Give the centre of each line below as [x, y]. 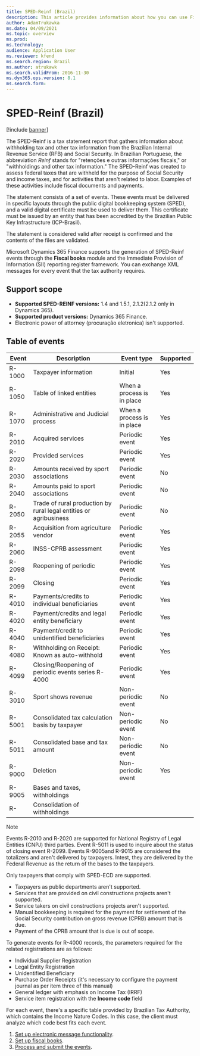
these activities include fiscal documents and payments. [75, 185]
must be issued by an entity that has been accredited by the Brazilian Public [99, 216]
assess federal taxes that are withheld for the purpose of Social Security [95, 173]
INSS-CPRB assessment [68, 549]
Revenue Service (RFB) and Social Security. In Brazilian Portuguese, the [94, 154]
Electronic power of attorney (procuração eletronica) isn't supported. [99, 323]
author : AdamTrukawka [33, 23]
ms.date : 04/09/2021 [32, 28]
